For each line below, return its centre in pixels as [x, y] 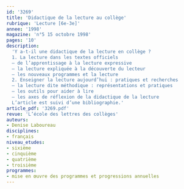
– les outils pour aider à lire [53, 91]
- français [20, 137]
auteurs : [17, 119]
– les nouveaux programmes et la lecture [65, 74]
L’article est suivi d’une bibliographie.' [68, 102]
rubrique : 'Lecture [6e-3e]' [43, 23]
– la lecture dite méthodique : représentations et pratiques [92, 86]
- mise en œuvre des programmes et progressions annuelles [83, 177]
